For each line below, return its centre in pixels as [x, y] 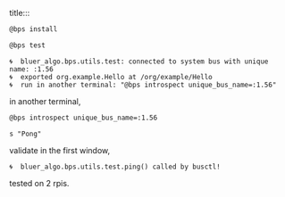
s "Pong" [25, 134]
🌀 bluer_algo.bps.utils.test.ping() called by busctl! [115, 167]
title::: [20, 13]
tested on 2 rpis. [39, 183]
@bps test [28, 45]
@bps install [34, 29]
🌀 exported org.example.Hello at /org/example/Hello [111, 77]
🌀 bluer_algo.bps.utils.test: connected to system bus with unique [139, 62]
